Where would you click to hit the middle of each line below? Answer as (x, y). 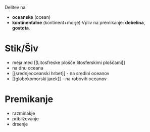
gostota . (21, 28)
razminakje (23, 113)
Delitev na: (16, 7)
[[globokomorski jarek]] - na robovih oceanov (59, 79)
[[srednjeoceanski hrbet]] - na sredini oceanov (61, 73)
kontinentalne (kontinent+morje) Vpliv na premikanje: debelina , (79, 23)
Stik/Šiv (21, 48)
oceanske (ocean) (31, 17)
